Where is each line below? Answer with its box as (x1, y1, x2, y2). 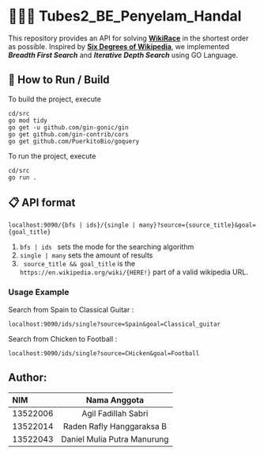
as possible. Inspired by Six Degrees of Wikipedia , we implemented (8, 41, 230, 51)
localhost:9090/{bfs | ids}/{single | (8, 221, 136, 229)
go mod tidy (8, 117, 47, 124)
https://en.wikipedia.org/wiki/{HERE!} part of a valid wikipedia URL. (19, 267, 249, 277)
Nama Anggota (85, 394, 145, 405)
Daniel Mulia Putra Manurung (61, 434, 169, 445)
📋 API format (8, 196, 76, 209)
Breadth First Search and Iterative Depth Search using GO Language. (8, 50, 239, 59)
